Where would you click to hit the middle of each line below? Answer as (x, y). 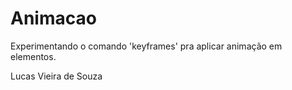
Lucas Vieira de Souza (56, 76)
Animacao (53, 18)
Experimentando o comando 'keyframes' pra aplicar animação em (146, 46)
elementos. (33, 56)
